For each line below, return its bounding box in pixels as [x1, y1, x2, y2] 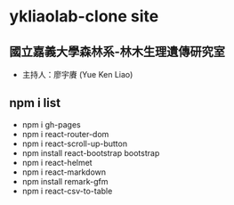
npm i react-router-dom [21, 128, 109, 139]
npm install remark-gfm [21, 176, 109, 186]
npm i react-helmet [21, 157, 93, 168]
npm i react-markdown [21, 167, 107, 177]
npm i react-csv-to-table [21, 185, 113, 196]
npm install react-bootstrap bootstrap [21, 147, 160, 158]
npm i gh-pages [21, 119, 82, 130]
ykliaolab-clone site [9, 6, 159, 27]
